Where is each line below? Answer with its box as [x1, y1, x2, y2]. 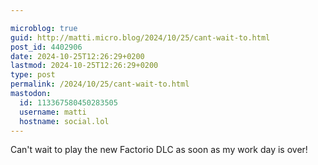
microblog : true [10, 23, 78, 33]
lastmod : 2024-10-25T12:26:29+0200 [10, 61, 159, 71]
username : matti [19, 107, 87, 117]
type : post [10, 70, 56, 80]
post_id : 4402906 [10, 42, 83, 52]
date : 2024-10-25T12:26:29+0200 [10, 51, 145, 61]
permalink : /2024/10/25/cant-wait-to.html [10, 79, 190, 90]
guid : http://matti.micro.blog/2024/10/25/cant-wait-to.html [10, 32, 271, 43]
